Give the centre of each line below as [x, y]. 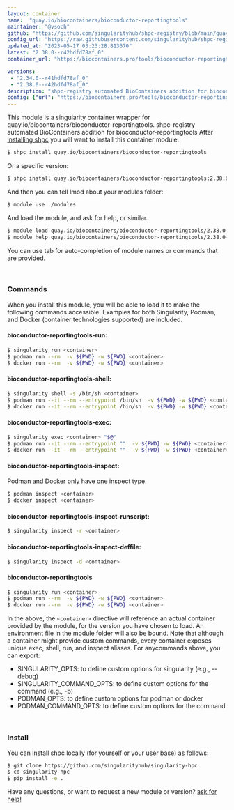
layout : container [34, 14]
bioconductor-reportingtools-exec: [59, 422]
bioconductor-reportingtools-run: [57, 335]
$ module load [28, 231]
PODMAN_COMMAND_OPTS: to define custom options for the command [121, 706]
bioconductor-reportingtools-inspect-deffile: [74, 547]
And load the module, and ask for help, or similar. [78, 217]
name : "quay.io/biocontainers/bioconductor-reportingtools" [98, 20]
